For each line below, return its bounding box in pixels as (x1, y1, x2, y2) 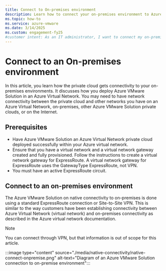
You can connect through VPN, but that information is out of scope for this (5, 235, 157, 241)
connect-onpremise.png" (5, 255, 57, 261)
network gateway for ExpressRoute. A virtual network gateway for (12, 157, 147, 163)
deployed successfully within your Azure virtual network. (12, 141, 128, 147)
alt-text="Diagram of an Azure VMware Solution (57, 255, 155, 261)
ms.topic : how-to (5, 16, 41, 21)
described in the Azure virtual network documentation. (5, 216, 117, 222)
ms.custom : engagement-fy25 (5, 30, 63, 35)
